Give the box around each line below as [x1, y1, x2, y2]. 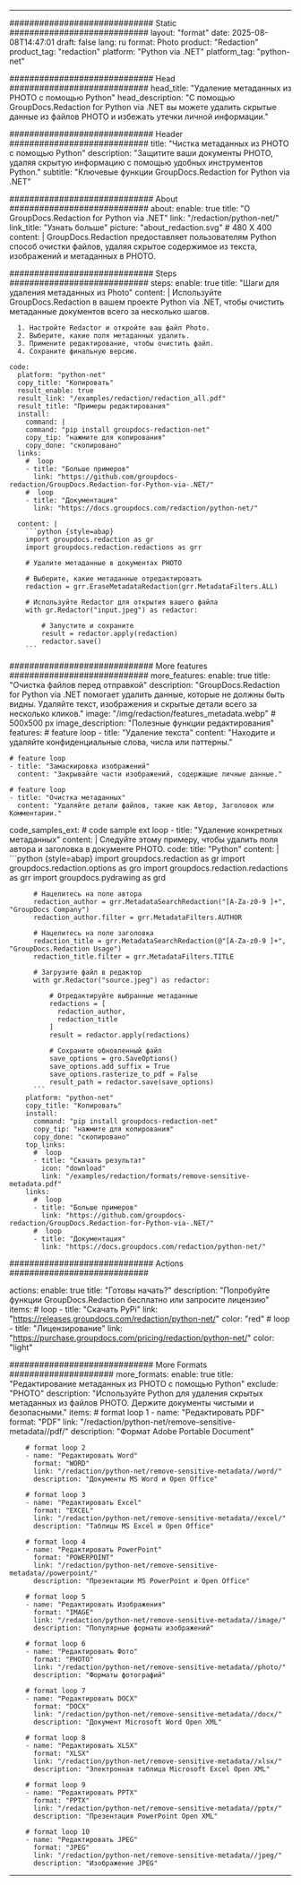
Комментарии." [9, 809, 63, 818]
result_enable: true [17, 386, 94, 395]
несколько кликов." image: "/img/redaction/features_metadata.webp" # [9, 709, 276, 719]
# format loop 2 [25, 1443, 87, 1452]
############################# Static [9, 18, 177, 28]
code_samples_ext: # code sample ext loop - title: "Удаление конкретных [9, 825, 283, 835]
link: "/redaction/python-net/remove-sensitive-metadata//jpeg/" [32, 1851, 282, 1860]
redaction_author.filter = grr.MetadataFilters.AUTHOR [32, 913, 243, 922]
